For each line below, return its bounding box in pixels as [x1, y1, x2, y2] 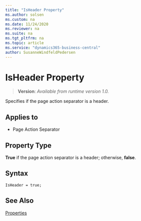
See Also [5, 196, 34, 205]
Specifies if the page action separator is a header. [5, 98, 109, 104]
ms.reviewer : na [5, 26, 39, 31]
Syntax [5, 169, 28, 178]
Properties [5, 210, 27, 216]
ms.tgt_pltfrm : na [5, 36, 44, 41]
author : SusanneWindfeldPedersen [5, 50, 76, 55]
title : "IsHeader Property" [5, 7, 65, 13]
